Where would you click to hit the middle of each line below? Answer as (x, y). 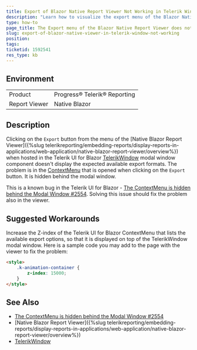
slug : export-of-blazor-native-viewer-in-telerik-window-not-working (93, 33)
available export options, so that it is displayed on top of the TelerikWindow (97, 239)
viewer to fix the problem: (37, 252)
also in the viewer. (28, 201)
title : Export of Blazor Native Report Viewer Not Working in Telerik (94, 11)
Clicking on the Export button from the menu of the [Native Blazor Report (94, 139)
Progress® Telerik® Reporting (94, 94)
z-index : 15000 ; (47, 273)
